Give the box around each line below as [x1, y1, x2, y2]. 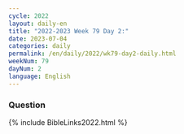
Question [8, 99, 46, 110]
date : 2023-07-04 [8, 34, 68, 43]
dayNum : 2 [8, 65, 42, 73]
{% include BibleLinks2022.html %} [8, 117, 128, 127]
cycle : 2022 [8, 11, 49, 20]
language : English [8, 72, 71, 80]
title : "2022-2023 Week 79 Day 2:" [8, 27, 129, 35]
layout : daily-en [8, 19, 68, 28]
